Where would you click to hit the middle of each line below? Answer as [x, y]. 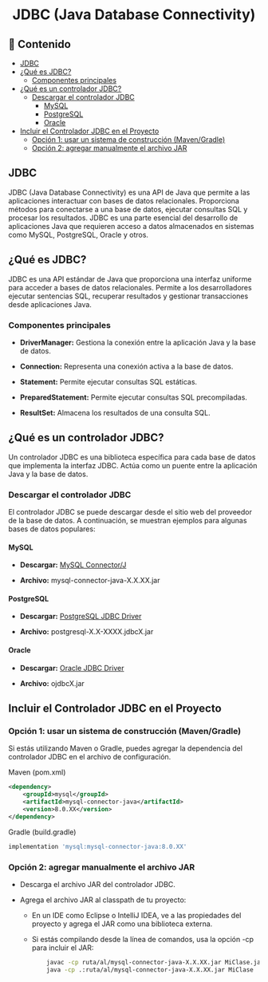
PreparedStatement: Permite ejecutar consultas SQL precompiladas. [133, 397]
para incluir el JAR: [63, 948]
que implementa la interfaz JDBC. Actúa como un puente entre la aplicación [133, 465]
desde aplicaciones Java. [50, 304]
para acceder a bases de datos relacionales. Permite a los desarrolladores [130, 287]
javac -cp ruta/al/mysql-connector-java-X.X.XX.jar [134, 962]
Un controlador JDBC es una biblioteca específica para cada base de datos [132, 457]
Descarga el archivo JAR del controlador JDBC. [97, 884]
